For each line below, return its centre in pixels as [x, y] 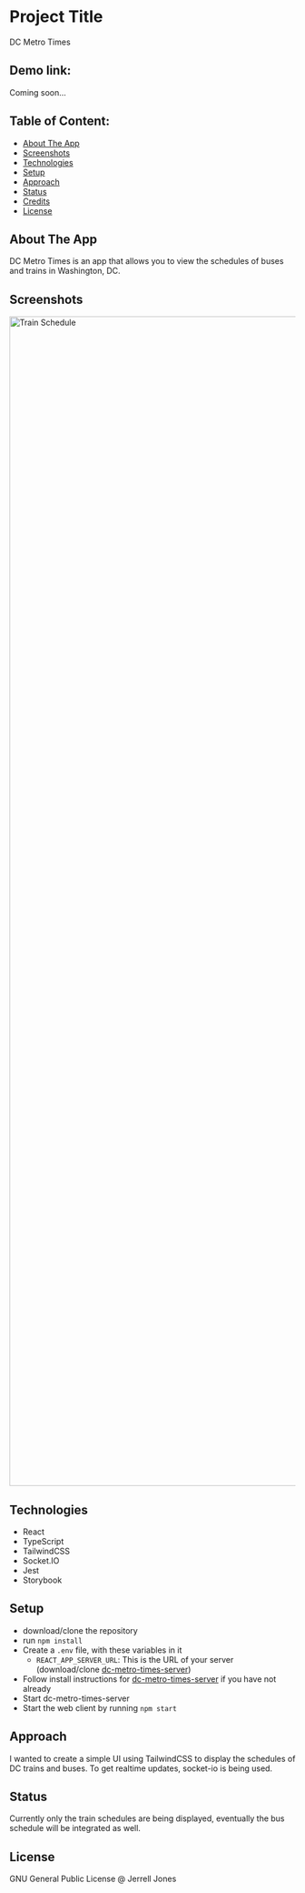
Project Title [56, 17]
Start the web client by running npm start [99, 1707]
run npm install [53, 1640]
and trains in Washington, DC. [65, 271]
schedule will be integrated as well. [75, 1828]
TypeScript [43, 1541]
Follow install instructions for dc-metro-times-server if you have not [149, 1679]
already [37, 1688]
